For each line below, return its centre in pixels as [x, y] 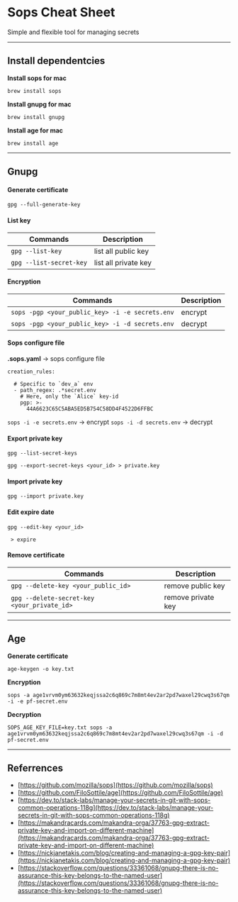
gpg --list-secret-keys [42, 453]
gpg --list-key [36, 251]
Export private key [35, 438]
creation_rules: [31, 372]
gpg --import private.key [45, 496]
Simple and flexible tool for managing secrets [73, 32]
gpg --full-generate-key [44, 205]
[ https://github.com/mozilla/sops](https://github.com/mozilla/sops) [115, 785]
